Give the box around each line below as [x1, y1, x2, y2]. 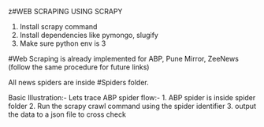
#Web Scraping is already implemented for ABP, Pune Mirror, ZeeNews [8, 54, 239, 63]
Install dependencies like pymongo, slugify [19, 31, 159, 39]
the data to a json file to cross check [8, 110, 126, 119]
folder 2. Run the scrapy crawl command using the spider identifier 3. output [8, 102, 256, 110]
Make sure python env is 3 [19, 39, 106, 48]
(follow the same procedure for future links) [8, 62, 150, 72]
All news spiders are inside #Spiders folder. [8, 78, 150, 87]
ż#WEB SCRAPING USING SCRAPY [8, 7, 123, 16]
